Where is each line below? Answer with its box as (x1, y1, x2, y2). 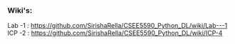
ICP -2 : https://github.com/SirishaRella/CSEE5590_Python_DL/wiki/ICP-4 (7, 29, 223, 37)
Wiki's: (7, 6, 33, 15)
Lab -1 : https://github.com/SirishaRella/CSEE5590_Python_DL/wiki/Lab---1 (7, 22, 228, 30)
